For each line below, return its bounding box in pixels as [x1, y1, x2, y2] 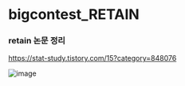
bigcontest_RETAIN [8, 6, 140, 24]
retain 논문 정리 [8, 36, 66, 47]
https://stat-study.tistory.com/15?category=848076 [8, 54, 177, 63]
